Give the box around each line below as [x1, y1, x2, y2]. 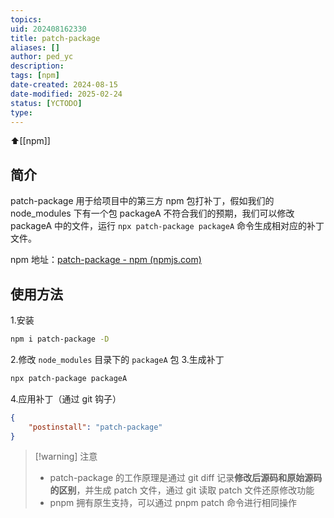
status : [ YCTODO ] [10, 98, 83, 108]
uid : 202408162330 [10, 24, 87, 34]
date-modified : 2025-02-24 [10, 89, 123, 99]
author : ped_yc [10, 52, 74, 62]
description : [10, 61, 65, 71]
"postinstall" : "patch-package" [28, 422, 163, 432]
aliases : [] [10, 42, 60, 53]
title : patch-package [10, 33, 101, 43]
